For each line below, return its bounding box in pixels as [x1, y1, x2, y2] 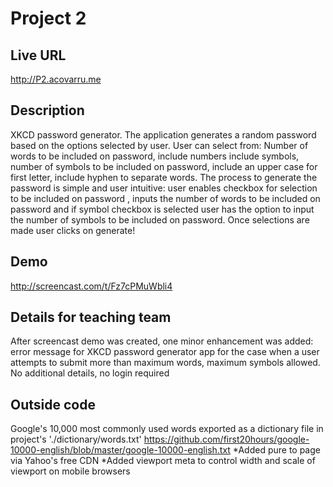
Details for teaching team [10, 309, 172, 326]
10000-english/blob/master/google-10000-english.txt [10, 444, 231, 456]
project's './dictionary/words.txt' [10, 433, 142, 446]
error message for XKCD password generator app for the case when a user [10, 346, 320, 358]
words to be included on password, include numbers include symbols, [10, 150, 300, 162]
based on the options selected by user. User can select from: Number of [10, 139, 309, 151]
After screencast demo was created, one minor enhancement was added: [10, 335, 314, 347]
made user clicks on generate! [10, 224, 136, 236]
